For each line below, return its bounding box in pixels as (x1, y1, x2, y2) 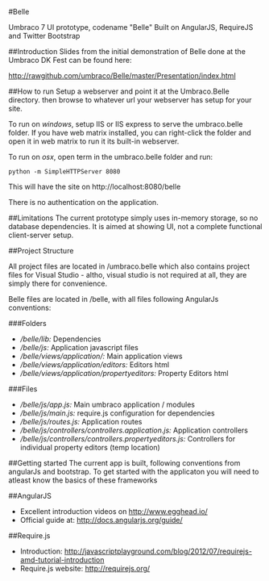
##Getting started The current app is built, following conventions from (8, 458, 241, 467)
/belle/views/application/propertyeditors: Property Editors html (19, 369, 229, 378)
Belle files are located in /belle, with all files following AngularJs (8, 295, 219, 303)
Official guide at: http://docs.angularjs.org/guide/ (19, 516, 183, 525)
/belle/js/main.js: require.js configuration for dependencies (19, 408, 215, 418)
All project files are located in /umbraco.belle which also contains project (8, 261, 250, 271)
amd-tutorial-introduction (19, 555, 105, 564)
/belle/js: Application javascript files (19, 343, 139, 352)
